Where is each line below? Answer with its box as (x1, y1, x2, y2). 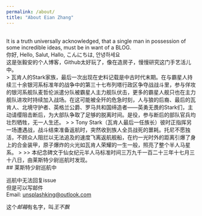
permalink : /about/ (6, 8, 55, 15)
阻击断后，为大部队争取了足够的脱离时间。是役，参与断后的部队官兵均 (22, 111, 196, 118)
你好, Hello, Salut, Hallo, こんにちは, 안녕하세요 (6, 51, 120, 58)
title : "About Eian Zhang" (6, 14, 74, 20)
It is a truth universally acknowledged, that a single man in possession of (6, 37, 186, 45)
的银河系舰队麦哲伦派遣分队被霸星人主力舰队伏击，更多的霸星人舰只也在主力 (6, 88, 196, 96)
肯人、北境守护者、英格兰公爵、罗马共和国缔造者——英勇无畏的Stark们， (6, 103, 188, 111)
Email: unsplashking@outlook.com (6, 191, 91, 198)
